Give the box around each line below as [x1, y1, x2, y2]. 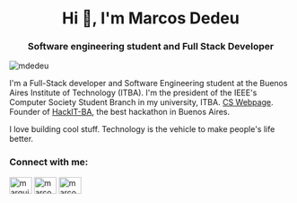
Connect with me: [9, 156, 89, 169]
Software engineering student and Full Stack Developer [27, 40, 275, 53]
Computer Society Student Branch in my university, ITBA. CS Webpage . [9, 97, 274, 108]
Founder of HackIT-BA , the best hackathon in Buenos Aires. [9, 107, 231, 118]
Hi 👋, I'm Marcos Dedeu [62, 8, 240, 29]
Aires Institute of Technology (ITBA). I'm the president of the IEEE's [9, 87, 258, 98]
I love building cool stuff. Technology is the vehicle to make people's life [9, 124, 275, 135]
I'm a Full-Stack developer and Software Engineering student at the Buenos [9, 78, 288, 89]
